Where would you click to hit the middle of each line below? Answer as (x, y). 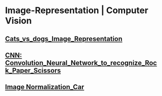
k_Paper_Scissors (33, 70)
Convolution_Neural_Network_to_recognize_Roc (81, 63)
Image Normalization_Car (45, 87)
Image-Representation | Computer (77, 10)
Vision (18, 21)
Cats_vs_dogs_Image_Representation (64, 39)
